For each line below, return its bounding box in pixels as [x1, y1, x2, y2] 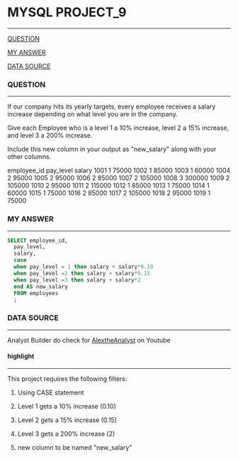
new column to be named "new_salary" [17, 443, 132, 451]
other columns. [7, 153, 52, 161]
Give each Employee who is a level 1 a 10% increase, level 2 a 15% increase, [7, 123, 229, 132]
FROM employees [13, 289, 59, 297]
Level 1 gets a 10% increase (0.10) [17, 402, 117, 410]
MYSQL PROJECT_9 [7, 4, 127, 21]
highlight [7, 352, 35, 360]
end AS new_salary [13, 283, 69, 290]
